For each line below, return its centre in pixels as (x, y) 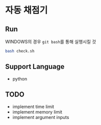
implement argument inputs (41, 117)
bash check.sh (20, 51)
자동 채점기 (26, 10)
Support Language (35, 67)
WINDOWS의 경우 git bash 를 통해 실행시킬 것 (51, 41)
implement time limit (33, 106)
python (20, 78)
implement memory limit (37, 112)
